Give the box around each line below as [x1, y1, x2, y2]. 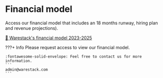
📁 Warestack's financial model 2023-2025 [5, 35, 92, 41]
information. [5, 58, 32, 63]
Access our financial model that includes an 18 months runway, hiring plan [5, 20, 158, 26]
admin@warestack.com [5, 67, 48, 72]
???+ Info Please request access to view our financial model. [5, 44, 130, 50]
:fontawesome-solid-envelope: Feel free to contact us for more [5, 54, 142, 59]
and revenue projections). [5, 25, 58, 31]
